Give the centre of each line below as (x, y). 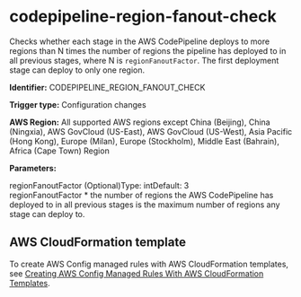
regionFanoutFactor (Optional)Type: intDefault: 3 (99, 185)
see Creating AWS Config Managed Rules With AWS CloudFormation (137, 273)
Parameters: (33, 168)
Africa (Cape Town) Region (59, 151)
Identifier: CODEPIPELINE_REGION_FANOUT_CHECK (107, 87)
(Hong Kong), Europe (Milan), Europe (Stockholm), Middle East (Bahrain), (145, 141)
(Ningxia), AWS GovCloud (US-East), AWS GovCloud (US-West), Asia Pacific (151, 131)
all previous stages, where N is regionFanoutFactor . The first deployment (144, 60)
